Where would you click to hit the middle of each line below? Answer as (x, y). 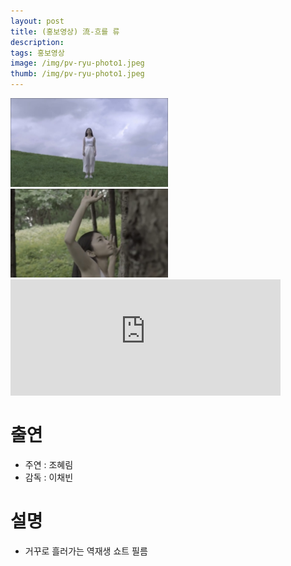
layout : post (37, 21)
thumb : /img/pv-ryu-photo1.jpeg (77, 74)
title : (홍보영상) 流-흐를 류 (65, 31)
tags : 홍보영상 (37, 53)
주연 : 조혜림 (49, 464)
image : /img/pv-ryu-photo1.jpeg (77, 63)
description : (37, 42)
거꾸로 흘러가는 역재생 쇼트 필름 (86, 551)
